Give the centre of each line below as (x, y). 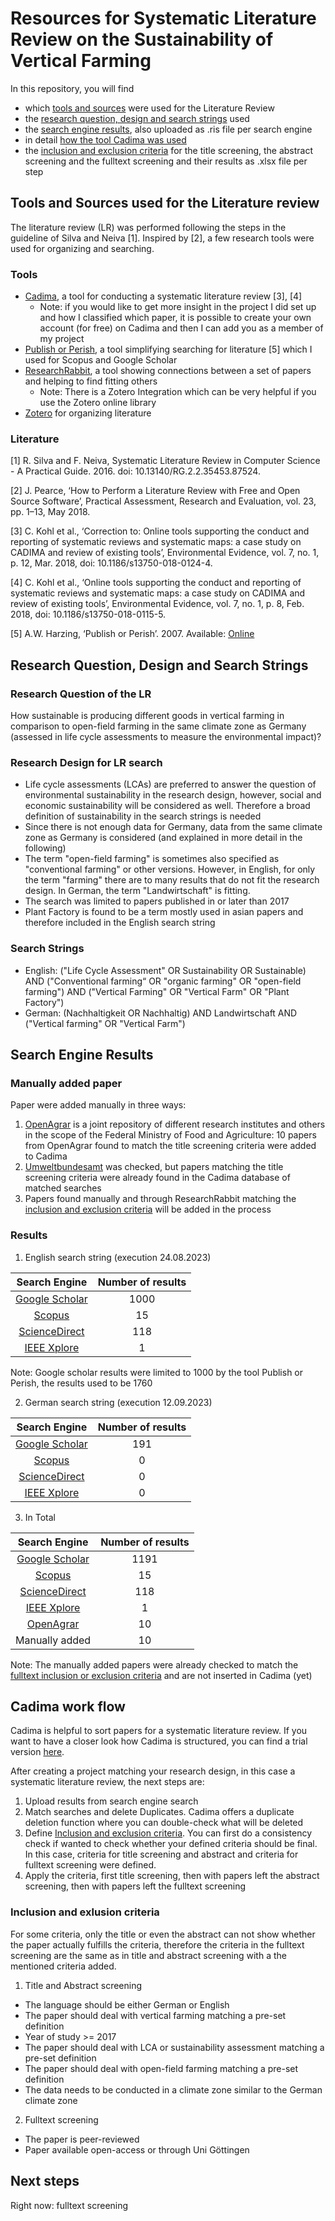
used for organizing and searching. (82, 248)
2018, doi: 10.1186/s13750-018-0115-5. (88, 614)
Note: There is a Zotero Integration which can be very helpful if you (178, 392)
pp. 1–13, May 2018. (50, 512)
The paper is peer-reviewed (82, 2139)
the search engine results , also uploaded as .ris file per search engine (168, 129)
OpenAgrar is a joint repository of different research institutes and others (175, 1124)
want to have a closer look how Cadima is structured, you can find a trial (159, 1741)
